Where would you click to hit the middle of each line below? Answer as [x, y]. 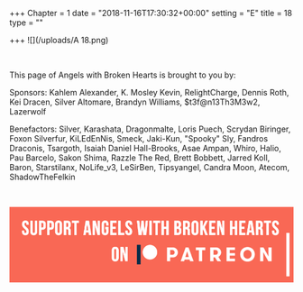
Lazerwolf [28, 111]
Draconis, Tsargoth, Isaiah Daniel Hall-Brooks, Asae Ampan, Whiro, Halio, [145, 148]
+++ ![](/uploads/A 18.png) [59, 40]
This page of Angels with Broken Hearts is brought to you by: [123, 75]
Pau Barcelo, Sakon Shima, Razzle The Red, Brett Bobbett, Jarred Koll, [140, 158]
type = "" [26, 23]
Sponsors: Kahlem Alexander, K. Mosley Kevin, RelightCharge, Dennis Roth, [149, 92]
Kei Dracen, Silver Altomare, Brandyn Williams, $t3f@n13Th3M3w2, [135, 102]
